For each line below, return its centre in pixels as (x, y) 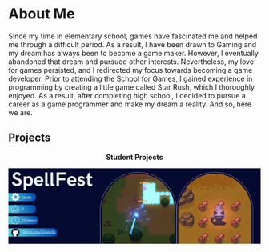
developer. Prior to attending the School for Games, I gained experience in (130, 78)
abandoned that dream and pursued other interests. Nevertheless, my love (131, 62)
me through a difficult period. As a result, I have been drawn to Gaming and (132, 44)
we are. (21, 112)
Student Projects (134, 157)
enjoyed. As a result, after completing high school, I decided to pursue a (127, 95)
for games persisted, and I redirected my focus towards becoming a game (130, 70)
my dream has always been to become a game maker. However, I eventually (133, 53)
